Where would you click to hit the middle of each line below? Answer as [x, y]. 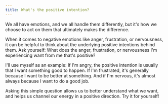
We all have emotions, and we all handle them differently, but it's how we [81, 24]
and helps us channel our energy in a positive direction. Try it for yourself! [82, 96]
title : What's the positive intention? [47, 10]
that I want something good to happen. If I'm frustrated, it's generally [77, 70]
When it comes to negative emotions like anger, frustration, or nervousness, [84, 39]
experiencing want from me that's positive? [50, 55]
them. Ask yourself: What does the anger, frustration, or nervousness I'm [81, 50]
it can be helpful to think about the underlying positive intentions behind [80, 44]
